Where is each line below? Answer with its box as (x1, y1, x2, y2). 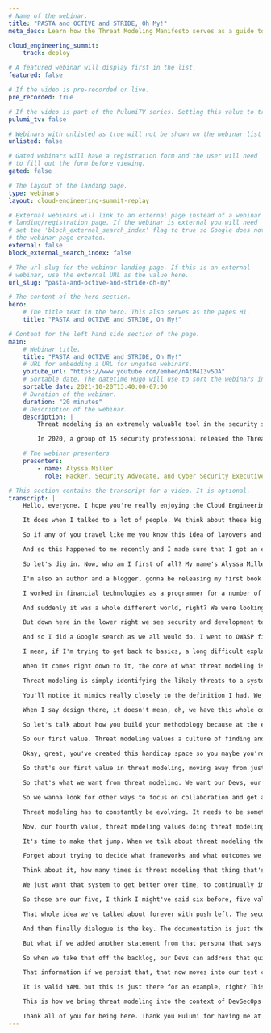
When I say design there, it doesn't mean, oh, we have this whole (23, 706, 254, 714)
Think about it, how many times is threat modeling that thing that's (23, 866, 265, 875)
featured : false (8, 71, 63, 79)
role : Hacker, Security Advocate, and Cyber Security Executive (44, 472, 265, 480)
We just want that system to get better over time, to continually (23, 881, 254, 889)
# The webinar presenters (23, 449, 110, 457)
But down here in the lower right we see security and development (23, 618, 254, 626)
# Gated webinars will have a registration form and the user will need (8, 152, 258, 160)
